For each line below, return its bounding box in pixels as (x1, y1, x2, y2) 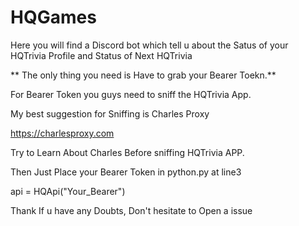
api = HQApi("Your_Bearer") (10, 185, 126, 197)
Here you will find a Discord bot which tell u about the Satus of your (10, 39, 289, 51)
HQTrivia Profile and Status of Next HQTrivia (10, 49, 193, 61)
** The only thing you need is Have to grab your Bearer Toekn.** (10, 69, 277, 81)
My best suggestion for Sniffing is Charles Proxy (10, 107, 210, 120)
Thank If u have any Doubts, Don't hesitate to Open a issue (10, 204, 253, 216)
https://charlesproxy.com (10, 127, 115, 139)
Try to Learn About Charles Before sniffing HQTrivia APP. (10, 146, 245, 158)
